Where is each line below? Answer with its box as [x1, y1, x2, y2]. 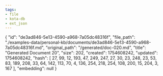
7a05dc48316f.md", [5, 45, 45, 51]
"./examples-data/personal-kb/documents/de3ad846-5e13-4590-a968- [5, 40, 151, 46]
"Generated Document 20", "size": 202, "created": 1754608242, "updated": [5, 50, 158, 56]
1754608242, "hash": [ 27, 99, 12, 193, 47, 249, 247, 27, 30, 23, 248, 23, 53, [5, 55, 157, 61]
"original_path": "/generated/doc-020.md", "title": [46, 45, 146, 51]
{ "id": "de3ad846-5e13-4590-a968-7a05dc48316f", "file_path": [5, 34, 136, 40]
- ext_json [5, 21, 27, 26]
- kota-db [5, 16, 26, 21]
